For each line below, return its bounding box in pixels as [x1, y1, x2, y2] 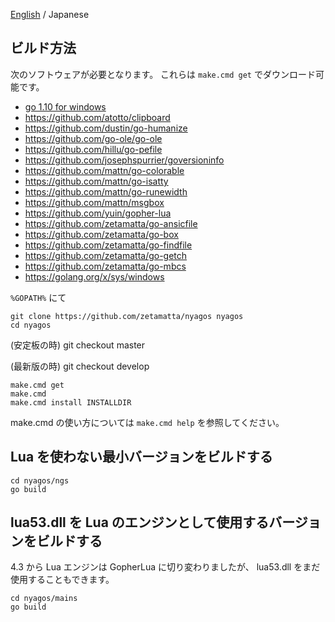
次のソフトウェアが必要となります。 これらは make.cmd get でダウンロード [10, 68, 316, 80]
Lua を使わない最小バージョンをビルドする [10, 449, 273, 466]
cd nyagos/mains [10, 594, 78, 604]
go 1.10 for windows [24, 100, 107, 113]
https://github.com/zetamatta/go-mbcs [24, 260, 187, 272]
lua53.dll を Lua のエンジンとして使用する [10, 514, 270, 531]
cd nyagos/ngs [10, 475, 70, 486]
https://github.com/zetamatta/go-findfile [24, 239, 193, 251]
